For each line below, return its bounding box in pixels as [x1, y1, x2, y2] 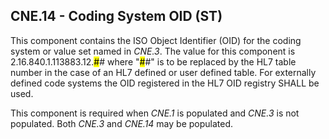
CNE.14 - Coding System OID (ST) [10, 8, 223, 25]
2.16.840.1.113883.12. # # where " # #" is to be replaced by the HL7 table [10, 55, 297, 68]
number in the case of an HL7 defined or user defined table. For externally [10, 66, 317, 78]
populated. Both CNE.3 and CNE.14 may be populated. [10, 117, 234, 129]
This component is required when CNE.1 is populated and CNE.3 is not [10, 107, 300, 119]
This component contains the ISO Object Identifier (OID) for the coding [10, 34, 302, 46]
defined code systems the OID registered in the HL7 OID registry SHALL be [10, 77, 320, 89]
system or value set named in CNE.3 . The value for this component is [10, 45, 296, 57]
